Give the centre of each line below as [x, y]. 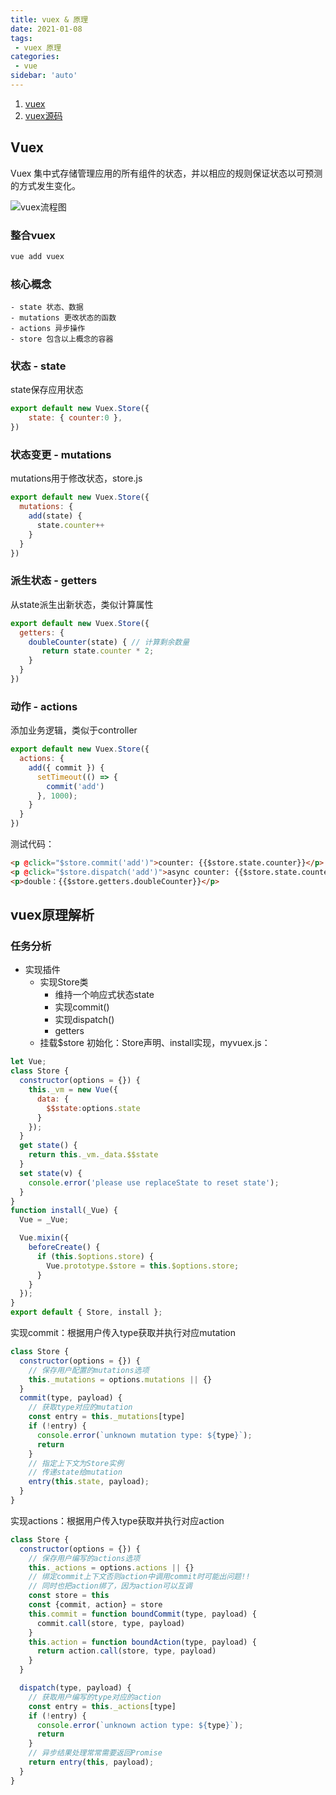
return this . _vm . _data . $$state [93, 1155]
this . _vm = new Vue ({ [73, 1090]
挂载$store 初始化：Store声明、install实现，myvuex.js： [155, 1043]
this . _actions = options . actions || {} [111, 1567]
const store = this [69, 1596]
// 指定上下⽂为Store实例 [76, 1463]
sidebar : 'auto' [44, 76]
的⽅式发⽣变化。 [45, 185]
